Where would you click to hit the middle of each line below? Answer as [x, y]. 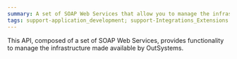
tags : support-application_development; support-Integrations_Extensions [118, 20]
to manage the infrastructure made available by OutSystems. [96, 48]
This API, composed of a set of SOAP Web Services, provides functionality [116, 40]
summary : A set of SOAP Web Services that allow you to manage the [109, 14]
